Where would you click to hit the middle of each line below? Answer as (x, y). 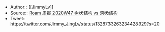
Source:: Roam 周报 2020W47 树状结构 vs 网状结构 (64, 13)
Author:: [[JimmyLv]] (32, 7)
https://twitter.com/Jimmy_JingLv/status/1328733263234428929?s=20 (85, 24)
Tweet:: (18, 19)
